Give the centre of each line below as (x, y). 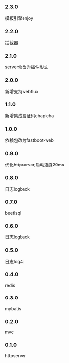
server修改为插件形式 (27, 67)
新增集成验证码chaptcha (30, 116)
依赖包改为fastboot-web (29, 140)
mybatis (13, 308)
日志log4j (14, 262)
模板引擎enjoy (19, 18)
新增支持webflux (22, 92)
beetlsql (13, 213)
